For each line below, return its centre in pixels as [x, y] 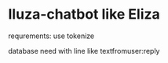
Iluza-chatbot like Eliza [84, 14]
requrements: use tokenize [51, 36]
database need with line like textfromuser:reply [84, 51]
